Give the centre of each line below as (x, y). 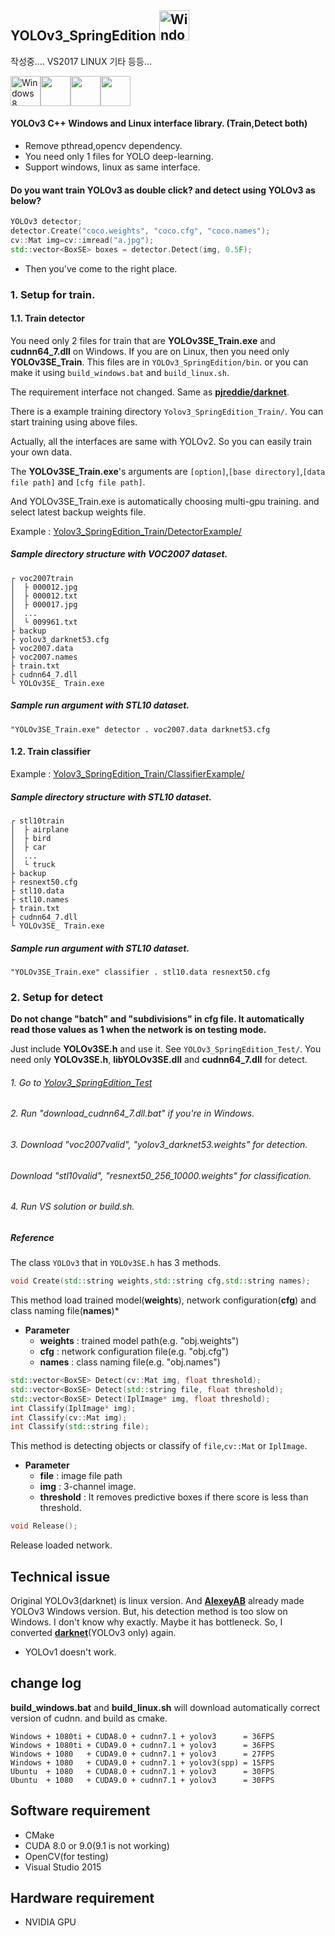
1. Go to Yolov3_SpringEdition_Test (81, 1082)
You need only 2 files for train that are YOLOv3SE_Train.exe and (143, 340)
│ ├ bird (31, 838)
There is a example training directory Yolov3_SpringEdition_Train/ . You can (167, 411)
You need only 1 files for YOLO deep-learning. (119, 157)
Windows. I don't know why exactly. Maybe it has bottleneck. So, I (146, 1622)
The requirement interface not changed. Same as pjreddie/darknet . (150, 392)
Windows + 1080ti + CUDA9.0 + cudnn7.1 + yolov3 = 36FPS (142, 1745)
